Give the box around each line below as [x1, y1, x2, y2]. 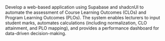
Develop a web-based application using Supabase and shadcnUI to [5, 4, 144, 10]
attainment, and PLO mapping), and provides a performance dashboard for [5, 25, 159, 31]
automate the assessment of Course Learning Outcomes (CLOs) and [5, 9, 146, 15]
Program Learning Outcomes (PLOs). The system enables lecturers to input [5, 15, 160, 20]
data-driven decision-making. [5, 31, 66, 36]
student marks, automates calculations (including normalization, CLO [5, 20, 147, 26]
